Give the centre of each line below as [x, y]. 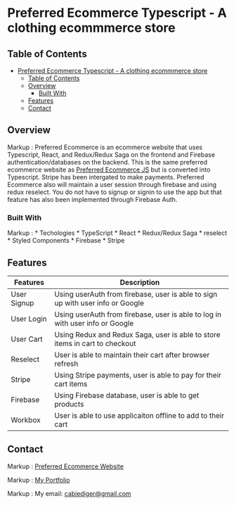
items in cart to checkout [95, 343]
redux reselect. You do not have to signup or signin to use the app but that [115, 192]
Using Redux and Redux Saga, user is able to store [138, 334]
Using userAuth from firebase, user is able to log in [138, 314]
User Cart [27, 339]
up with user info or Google [99, 302]
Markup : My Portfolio [39, 480]
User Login [29, 319]
